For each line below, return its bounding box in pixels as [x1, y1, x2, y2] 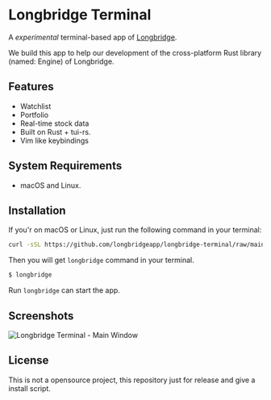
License [8, 353, 49, 368]
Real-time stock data [19, 119, 90, 128]
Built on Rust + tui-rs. [19, 127, 91, 136]
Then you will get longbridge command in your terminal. [8, 256, 195, 265]
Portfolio [19, 110, 49, 119]
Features [8, 80, 54, 94]
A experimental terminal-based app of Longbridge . [8, 32, 177, 42]
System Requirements [8, 159, 123, 173]
